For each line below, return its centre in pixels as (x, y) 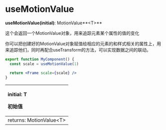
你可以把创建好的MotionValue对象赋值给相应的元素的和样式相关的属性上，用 (83, 44)
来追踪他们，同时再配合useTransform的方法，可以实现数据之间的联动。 (78, 50)
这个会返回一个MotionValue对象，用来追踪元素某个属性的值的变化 (72, 33)
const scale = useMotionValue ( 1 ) (44, 64)
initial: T (17, 94)
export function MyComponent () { (40, 59)
